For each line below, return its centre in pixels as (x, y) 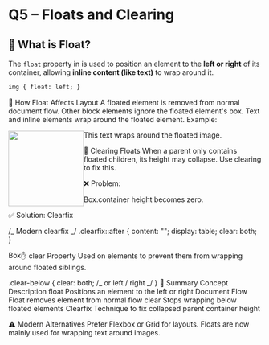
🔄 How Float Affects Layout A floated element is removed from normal (124, 102)
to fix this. (100, 167)
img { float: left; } (45, 87)
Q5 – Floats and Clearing (92, 15)
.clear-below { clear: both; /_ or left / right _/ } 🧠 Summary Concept (118, 282)
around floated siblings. (47, 267)
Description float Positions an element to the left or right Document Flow (128, 291)
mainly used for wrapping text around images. (84, 332)
